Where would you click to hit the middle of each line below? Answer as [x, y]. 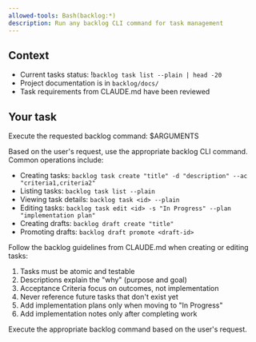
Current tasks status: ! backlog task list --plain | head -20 [121, 75]
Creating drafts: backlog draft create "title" [97, 224]
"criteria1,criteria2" [58, 183]
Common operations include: [56, 160]
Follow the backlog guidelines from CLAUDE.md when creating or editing [129, 248]
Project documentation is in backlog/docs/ [89, 83]
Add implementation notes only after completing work [108, 314]
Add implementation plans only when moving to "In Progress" [121, 305]
